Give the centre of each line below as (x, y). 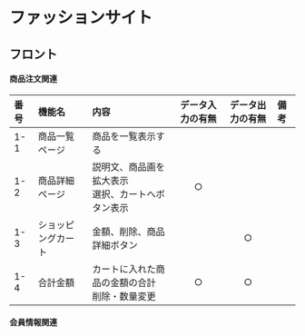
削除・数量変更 (124, 296)
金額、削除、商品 (128, 232)
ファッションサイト (81, 18)
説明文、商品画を (128, 166)
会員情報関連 (33, 322)
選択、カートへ (124, 193)
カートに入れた (124, 269)
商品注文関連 (33, 79)
